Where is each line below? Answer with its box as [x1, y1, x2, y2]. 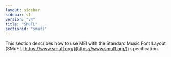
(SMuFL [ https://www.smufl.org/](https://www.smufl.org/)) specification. [5, 46, 159, 52]
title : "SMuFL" [5, 21, 38, 27]
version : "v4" [5, 17, 36, 22]
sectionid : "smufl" [5, 26, 47, 32]
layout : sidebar [5, 7, 40, 13]
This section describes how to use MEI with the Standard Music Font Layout [5, 40, 166, 46]
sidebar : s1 [5, 12, 31, 17]
